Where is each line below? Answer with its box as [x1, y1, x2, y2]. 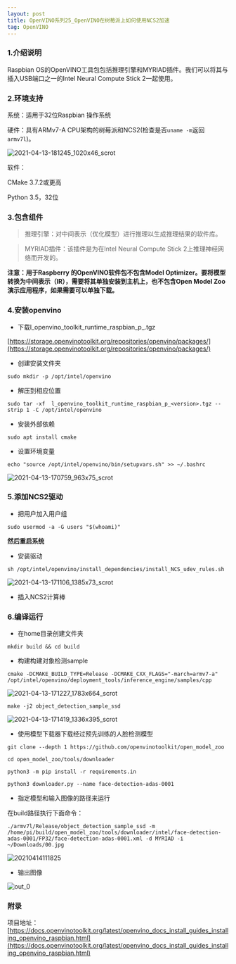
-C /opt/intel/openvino [32, 406, 102, 413]
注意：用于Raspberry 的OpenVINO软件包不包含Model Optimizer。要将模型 [7, 268, 226, 277]
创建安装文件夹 [17, 358, 61, 367]
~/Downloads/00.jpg [7, 841, 65, 849]
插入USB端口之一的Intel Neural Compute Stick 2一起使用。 [7, 74, 177, 82]
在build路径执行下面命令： [7, 809, 84, 818]
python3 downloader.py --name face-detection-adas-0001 [7, 781, 174, 788]
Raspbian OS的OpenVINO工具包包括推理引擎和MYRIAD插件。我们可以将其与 [7, 65, 228, 74]
